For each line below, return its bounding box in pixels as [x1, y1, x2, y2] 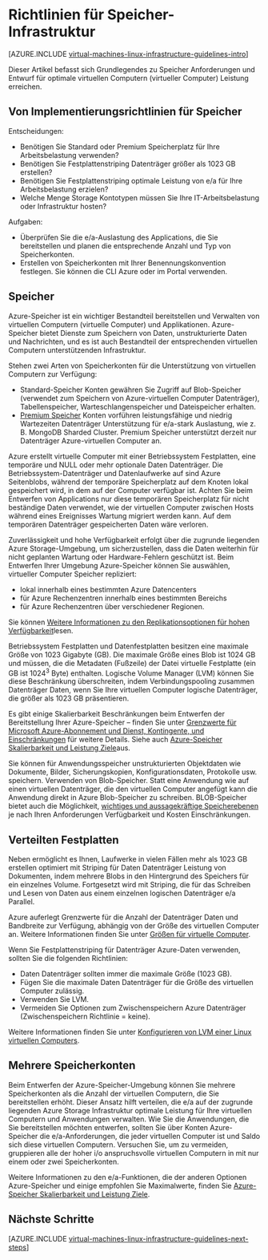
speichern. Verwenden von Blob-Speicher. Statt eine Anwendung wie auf [8, 776, 250, 785]
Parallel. [8, 897, 35, 907]
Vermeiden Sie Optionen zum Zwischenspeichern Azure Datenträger [19, 1004, 246, 1013]
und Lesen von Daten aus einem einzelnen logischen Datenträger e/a [8, 888, 236, 899]
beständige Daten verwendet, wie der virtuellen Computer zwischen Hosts [8, 503, 254, 512]
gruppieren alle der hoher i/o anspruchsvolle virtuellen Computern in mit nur [8, 1148, 259, 1157]
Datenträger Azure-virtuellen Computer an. [19, 435, 162, 446]
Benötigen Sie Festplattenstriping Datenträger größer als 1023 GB [19, 159, 236, 168]
